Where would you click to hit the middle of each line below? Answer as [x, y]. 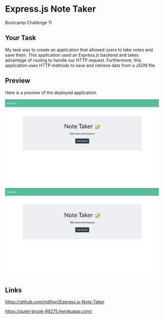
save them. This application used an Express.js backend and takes [72, 55]
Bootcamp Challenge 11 [29, 23]
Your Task [21, 38]
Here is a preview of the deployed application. [51, 92]
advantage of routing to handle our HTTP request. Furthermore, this [73, 60]
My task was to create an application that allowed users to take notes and [79, 49]
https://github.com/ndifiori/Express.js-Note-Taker [55, 302]
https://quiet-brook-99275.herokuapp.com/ [49, 311]
